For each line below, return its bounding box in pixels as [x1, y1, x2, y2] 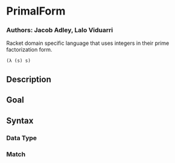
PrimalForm [6, 4, 66, 18]
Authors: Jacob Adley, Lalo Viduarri [6, 26, 113, 35]
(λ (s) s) [6, 58, 31, 64]
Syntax [6, 115, 34, 125]
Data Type [6, 133, 37, 142]
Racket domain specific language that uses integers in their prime [6, 39, 170, 47]
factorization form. [6, 46, 52, 53]
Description [6, 74, 51, 84]
